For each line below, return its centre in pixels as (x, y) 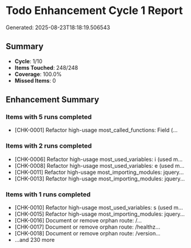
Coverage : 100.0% (38, 74)
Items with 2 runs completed (49, 146)
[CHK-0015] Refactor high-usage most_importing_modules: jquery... (99, 214)
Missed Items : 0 (35, 80)
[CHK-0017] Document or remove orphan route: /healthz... (87, 227)
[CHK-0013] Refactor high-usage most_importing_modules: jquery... (99, 178)
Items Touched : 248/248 (46, 67)
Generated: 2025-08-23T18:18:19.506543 (58, 27)
